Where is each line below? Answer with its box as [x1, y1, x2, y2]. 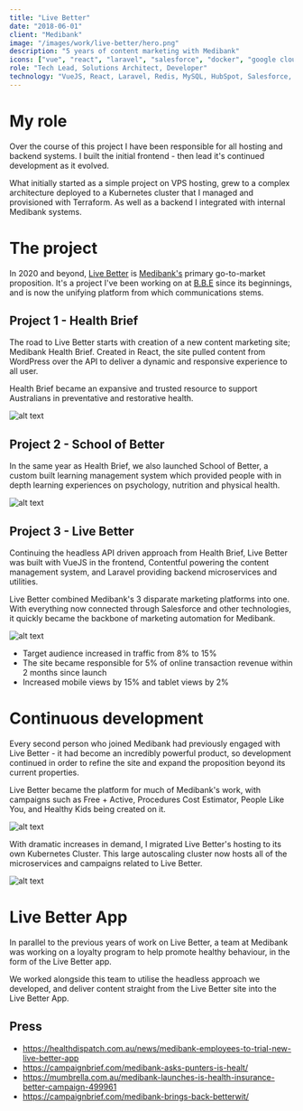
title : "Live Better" [9, 13, 91, 23]
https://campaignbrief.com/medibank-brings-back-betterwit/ [22, 1090, 250, 1102]
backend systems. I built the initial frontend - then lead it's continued [9, 150, 265, 161]
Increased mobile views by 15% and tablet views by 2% [22, 677, 230, 687]
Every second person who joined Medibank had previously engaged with [9, 738, 281, 749]
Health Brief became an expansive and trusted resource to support [9, 383, 258, 394]
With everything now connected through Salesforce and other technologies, [9, 603, 291, 614]
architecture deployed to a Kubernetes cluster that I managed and [9, 187, 254, 198]
